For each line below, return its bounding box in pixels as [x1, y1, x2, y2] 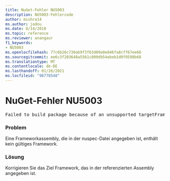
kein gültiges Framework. [5, 141, 58, 147]
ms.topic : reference [5, 31, 49, 36]
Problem [5, 124, 27, 131]
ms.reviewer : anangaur [5, 36, 53, 41]
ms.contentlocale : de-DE [5, 64, 58, 69]
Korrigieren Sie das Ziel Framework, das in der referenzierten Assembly [5, 165, 154, 171]
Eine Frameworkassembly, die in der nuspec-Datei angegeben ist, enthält [5, 135, 158, 142]
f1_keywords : [5, 40, 33, 46]
